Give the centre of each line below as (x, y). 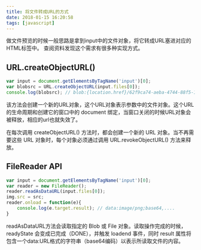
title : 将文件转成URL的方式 (37, 12)
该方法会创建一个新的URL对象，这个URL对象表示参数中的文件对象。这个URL (100, 104)
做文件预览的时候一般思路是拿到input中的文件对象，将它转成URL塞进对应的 (99, 41)
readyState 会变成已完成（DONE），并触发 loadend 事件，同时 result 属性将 (99, 233)
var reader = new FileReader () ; (46, 186)
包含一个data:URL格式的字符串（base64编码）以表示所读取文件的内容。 (95, 241)
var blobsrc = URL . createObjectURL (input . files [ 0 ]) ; (73, 87)
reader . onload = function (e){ (44, 203)
